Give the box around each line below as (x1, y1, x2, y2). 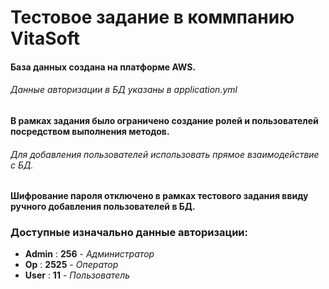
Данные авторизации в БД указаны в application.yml (10, 84, 238, 96)
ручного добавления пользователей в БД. (10, 201, 196, 213)
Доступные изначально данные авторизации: (10, 226, 248, 240)
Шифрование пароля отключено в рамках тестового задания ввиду (10, 190, 309, 202)
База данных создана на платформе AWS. (10, 61, 197, 73)
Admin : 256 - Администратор (24, 248, 155, 260)
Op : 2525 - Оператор (24, 259, 119, 271)
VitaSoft (10, 27, 80, 50)
